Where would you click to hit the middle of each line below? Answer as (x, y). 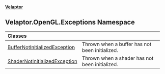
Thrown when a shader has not (118, 58)
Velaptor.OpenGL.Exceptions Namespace (70, 22)
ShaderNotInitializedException (42, 61)
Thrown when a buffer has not (117, 44)
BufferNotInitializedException (41, 48)
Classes (17, 36)
